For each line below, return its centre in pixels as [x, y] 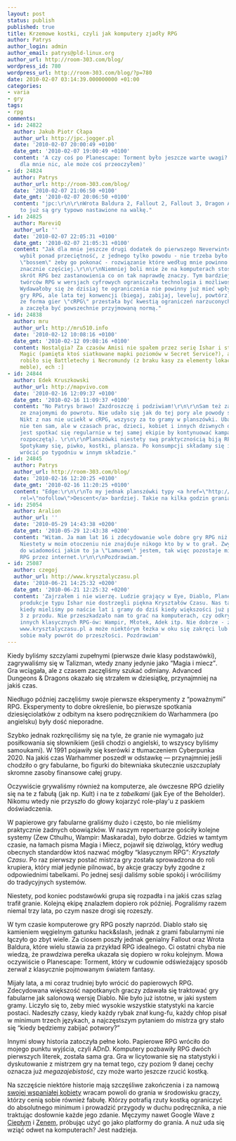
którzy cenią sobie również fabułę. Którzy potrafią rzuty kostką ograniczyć [115, 1099]
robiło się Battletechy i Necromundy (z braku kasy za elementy [116, 361]
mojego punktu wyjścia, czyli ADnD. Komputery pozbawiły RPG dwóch [109, 1049]
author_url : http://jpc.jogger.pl [64, 138]
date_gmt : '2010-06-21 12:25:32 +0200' [72, 590]
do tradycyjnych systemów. [47, 882]
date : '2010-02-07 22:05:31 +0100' [66, 237]
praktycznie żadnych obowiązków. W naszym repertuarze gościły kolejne [113, 830]
